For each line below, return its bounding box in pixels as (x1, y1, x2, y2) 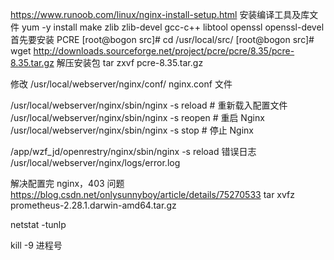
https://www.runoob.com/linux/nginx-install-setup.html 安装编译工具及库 (10, 9, 310, 20)
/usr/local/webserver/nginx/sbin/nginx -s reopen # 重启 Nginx (10, 112, 265, 123)
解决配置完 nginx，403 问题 (10, 178, 125, 189)
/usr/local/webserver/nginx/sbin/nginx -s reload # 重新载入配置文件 (10, 99, 288, 111)
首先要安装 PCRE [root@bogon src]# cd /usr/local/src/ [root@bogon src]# (10, 34, 315, 45)
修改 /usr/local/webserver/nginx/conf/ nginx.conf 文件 (10, 78, 233, 90)
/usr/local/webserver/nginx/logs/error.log (10, 157, 181, 168)
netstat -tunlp (10, 219, 67, 230)
